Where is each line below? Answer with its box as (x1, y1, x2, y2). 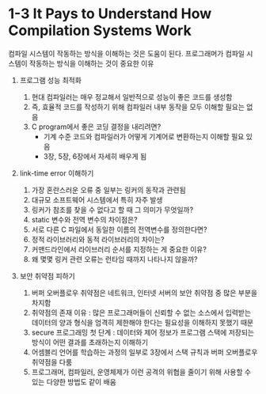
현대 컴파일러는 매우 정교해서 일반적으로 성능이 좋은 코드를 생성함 (31, 92, 233, 101)
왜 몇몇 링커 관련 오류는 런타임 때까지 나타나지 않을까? (31, 254, 198, 263)
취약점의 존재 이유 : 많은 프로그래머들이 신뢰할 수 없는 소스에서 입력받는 (31, 308, 252, 317)
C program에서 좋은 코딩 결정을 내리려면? (31, 122, 161, 131)
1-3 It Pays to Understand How (8, 5, 212, 23)
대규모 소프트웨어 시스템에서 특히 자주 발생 (31, 195, 164, 204)
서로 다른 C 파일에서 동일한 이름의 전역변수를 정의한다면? (31, 225, 207, 234)
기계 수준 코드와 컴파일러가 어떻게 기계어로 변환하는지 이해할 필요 (43, 131, 245, 141)
